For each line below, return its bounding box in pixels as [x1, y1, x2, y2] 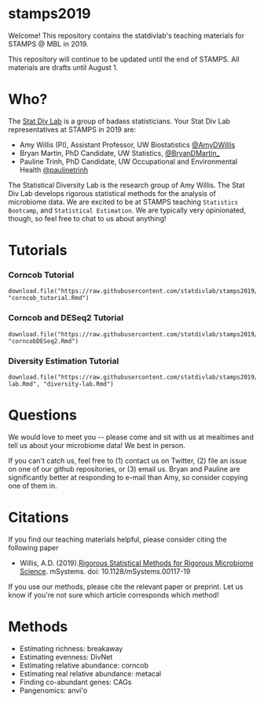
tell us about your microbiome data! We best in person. [8, 440, 186, 450]
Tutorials [8, 242, 68, 260]
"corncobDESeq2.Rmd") [8, 337, 79, 345]
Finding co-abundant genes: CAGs [19, 677, 132, 686]
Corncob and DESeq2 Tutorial [8, 313, 124, 324]
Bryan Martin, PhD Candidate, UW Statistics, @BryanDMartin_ [19, 148, 220, 157]
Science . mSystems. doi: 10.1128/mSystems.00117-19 [19, 566, 191, 575]
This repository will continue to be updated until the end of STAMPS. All [8, 54, 240, 64]
